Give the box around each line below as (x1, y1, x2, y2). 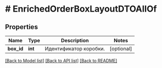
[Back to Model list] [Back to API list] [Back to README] (5, 58, 117, 64)
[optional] (109, 45, 132, 52)
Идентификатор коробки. (45, 45, 105, 52)
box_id (7, 45, 23, 52)
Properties (5, 23, 38, 31)
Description (61, 37, 89, 44)
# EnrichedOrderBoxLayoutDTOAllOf (5, 3, 157, 15)
